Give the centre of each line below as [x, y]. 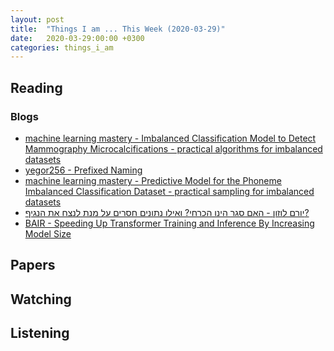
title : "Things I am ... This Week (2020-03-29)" [118, 29]
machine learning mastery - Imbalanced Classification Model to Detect [170, 138]
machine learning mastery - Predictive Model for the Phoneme [153, 180]
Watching [41, 299]
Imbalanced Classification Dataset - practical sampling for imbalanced [169, 191]
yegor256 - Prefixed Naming [83, 170]
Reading [36, 87]
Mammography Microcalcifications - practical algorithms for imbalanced [173, 148]
